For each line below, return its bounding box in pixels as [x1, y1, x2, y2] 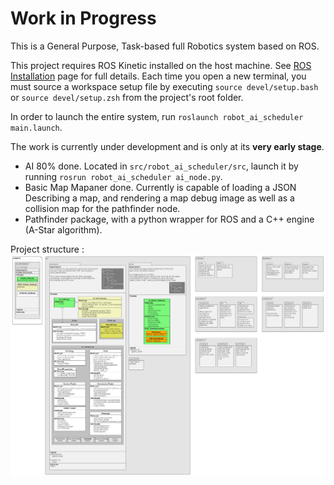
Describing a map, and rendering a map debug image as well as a [24, 192, 295, 204]
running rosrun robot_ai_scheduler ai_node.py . [24, 170, 223, 182]
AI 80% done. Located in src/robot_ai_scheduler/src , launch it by [24, 160, 299, 172]
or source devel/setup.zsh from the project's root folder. [10, 91, 244, 103]
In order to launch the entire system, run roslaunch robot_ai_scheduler [10, 110, 304, 122]
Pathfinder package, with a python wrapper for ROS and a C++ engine [24, 213, 315, 225]
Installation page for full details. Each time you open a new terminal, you [10, 70, 307, 82]
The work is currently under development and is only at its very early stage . [10, 140, 325, 152]
